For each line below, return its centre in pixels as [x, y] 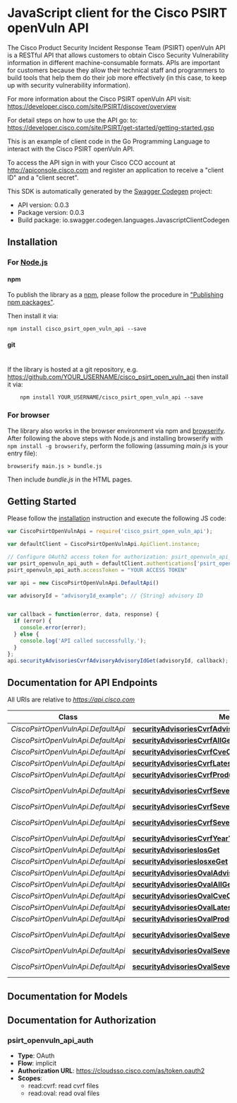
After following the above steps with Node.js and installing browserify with [115, 438]
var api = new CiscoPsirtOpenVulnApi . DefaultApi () [83, 583]
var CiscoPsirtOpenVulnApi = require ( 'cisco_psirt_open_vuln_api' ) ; [110, 532]
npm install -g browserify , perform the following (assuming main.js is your [118, 445]
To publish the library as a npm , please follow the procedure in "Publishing [115, 295]
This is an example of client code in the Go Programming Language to [109, 141]
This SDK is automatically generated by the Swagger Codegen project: [110, 191]
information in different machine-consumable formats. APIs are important [114, 62]
